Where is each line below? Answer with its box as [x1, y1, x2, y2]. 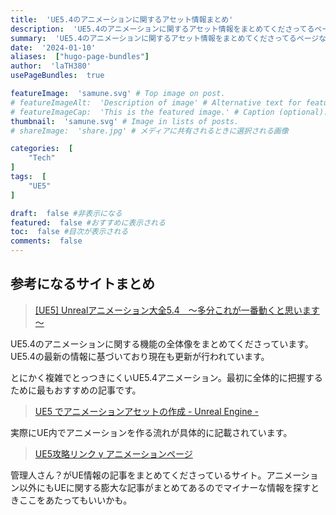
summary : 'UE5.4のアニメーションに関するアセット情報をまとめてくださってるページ [10, 33, 320, 43]
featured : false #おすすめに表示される [10, 217, 166, 228]
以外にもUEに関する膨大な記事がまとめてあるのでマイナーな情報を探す [18, 481, 312, 493]
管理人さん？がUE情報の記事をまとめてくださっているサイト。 [10, 469, 267, 481]
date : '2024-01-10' [10, 42, 97, 53]
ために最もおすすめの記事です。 [10, 384, 142, 396]
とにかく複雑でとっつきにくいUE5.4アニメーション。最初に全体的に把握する [10, 371, 323, 383]
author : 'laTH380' [10, 61, 92, 71]
